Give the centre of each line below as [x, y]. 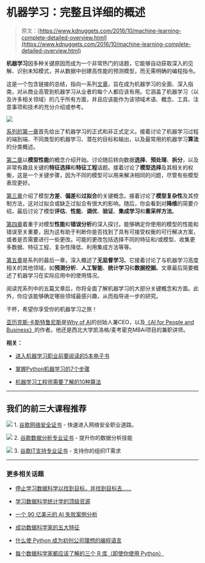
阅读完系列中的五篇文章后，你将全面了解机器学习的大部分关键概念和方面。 [100, 288]
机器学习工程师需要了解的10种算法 [58, 382]
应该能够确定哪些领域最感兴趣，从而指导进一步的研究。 [92, 296]
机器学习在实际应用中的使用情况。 [59, 275]
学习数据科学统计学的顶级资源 [52, 501]
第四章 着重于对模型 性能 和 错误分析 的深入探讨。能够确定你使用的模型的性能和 [103, 224]
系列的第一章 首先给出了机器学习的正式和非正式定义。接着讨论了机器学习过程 [103, 131]
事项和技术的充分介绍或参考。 [49, 107]
